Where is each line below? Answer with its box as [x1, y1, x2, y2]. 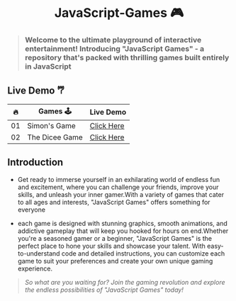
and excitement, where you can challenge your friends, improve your [17, 183, 219, 191]
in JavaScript [24, 62, 72, 72]
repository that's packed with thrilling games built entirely [24, 53, 230, 63]
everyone [17, 205, 46, 214]
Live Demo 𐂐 [7, 84, 65, 96]
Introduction [7, 157, 64, 169]
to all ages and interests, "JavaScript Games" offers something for [17, 198, 210, 206]
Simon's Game [27, 120, 76, 130]
